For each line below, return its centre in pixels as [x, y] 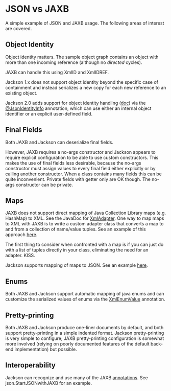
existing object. [21, 93]
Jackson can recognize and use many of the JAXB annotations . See [77, 377]
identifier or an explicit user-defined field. [49, 113]
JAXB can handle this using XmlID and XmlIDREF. [57, 72]
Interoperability [31, 365]
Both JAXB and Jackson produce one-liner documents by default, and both [84, 327]
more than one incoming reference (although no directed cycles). [74, 62]
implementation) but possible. [46, 349]
